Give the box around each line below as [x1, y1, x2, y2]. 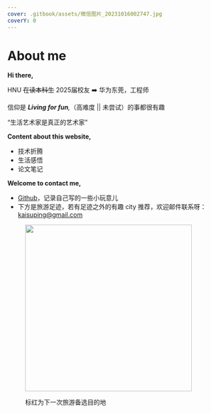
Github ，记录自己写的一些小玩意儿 [17, 193, 119, 203]
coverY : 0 [7, 17, 37, 24]
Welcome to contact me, [7, 179, 82, 188]
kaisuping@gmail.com [17, 210, 83, 219]
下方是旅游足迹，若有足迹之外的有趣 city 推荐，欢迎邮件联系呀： [17, 203, 207, 211]
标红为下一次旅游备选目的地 [25, 398, 107, 407]
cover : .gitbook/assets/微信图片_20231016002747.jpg [7, 10, 163, 18]
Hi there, [7, 71, 34, 80]
